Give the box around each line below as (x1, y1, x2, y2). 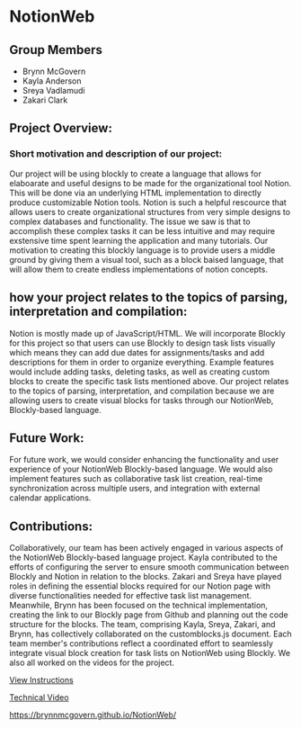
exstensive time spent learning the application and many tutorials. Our (9, 235, 269, 246)
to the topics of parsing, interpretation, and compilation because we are (9, 385, 275, 396)
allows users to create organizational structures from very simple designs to (9, 206, 290, 217)
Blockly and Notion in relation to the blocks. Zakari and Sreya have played (9, 571, 282, 582)
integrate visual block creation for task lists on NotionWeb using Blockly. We (9, 648, 290, 659)
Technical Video (9, 692, 69, 703)
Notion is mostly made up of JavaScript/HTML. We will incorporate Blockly (9, 328, 286, 338)
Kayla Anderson (22, 76, 82, 86)
